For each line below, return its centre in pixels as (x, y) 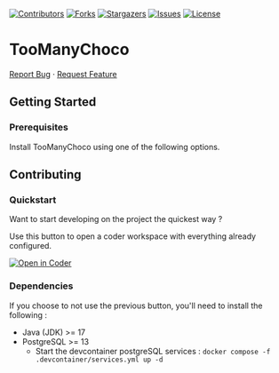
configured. (30, 246)
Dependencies (41, 286)
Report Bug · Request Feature (63, 74)
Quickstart (33, 200)
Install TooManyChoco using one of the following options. (115, 147)
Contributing (45, 175)
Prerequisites (39, 127)
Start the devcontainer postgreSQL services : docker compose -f (153, 351)
